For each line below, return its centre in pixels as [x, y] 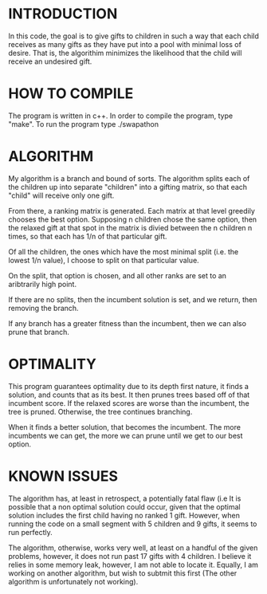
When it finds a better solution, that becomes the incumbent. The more [125, 427]
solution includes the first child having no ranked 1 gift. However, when [124, 515]
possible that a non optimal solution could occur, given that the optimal [124, 506]
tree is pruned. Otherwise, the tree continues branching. [100, 411]
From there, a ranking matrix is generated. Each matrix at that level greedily [132, 210]
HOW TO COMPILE [71, 94]
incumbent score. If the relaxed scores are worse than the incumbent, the [129, 403]
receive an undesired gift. [50, 61]
